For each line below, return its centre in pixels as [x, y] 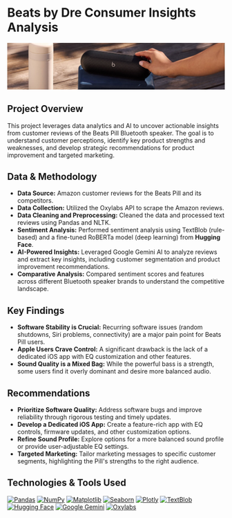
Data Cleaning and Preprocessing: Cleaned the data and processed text [121, 215]
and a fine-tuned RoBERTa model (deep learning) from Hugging [130, 237]
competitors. [35, 201]
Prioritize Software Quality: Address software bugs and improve [109, 409]
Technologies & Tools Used [67, 483]
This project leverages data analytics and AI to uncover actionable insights [113, 125]
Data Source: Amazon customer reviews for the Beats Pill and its [109, 193]
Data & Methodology [52, 177]
